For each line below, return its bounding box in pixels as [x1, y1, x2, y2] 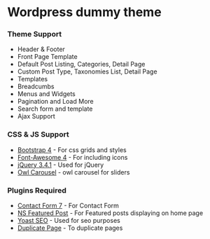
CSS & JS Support [7, 130, 69, 139]
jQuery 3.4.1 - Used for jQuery [17, 161, 104, 169]
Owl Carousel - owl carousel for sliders [17, 168, 130, 176]
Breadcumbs [17, 82, 55, 91]
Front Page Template [17, 53, 78, 61]
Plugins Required [7, 185, 66, 195]
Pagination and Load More [17, 97, 94, 106]
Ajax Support [17, 112, 56, 121]
